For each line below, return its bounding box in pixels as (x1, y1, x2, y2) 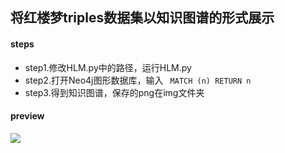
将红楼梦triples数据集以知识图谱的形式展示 (10, 9, 275, 27)
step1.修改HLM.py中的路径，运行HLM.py (24, 61, 192, 73)
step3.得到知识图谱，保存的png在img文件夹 (24, 86, 205, 98)
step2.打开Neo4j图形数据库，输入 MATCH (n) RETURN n (24, 74, 252, 86)
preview (10, 110, 45, 122)
